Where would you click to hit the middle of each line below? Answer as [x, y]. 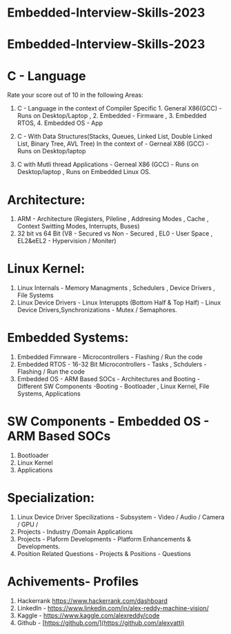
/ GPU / [28, 524]
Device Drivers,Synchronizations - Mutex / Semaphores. [97, 310]
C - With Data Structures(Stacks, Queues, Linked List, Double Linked [114, 137]
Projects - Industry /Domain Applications [75, 532]
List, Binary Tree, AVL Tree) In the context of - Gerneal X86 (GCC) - [113, 144]
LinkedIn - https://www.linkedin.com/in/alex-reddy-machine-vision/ [113, 608]
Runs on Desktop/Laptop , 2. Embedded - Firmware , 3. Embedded [112, 116]
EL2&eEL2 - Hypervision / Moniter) [67, 241]
